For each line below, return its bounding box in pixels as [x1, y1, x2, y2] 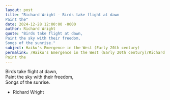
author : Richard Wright [5, 26, 56, 31]
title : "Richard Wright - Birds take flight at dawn [5, 12, 120, 17]
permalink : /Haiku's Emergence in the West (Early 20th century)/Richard [5, 50, 165, 55]
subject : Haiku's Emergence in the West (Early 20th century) [5, 45, 140, 50]
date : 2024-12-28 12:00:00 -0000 [5, 21, 76, 27]
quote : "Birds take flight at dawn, [5, 31, 83, 36]
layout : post [5, 7, 33, 13]
